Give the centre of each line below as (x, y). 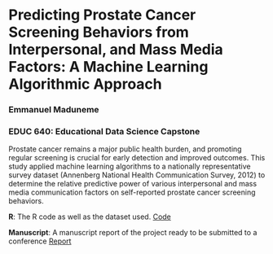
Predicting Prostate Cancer (102, 15)
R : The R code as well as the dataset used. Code (90, 217)
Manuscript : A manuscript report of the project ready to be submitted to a (133, 233)
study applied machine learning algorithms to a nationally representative (130, 166)
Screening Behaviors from (99, 32)
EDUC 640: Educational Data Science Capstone (104, 132)
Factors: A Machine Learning (108, 67)
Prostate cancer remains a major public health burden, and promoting (125, 149)
